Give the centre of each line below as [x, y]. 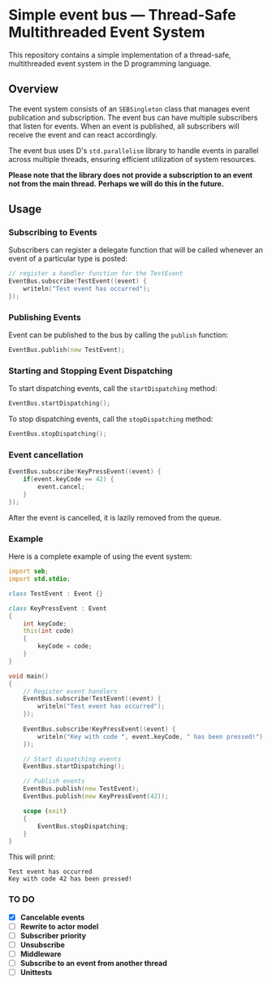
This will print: [32, 857]
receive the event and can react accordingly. [83, 134]
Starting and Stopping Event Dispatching [91, 371]
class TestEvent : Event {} [56, 593]
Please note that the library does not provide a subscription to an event [131, 175]
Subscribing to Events [53, 232]
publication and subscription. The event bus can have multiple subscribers [133, 117]
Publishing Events [45, 317]
